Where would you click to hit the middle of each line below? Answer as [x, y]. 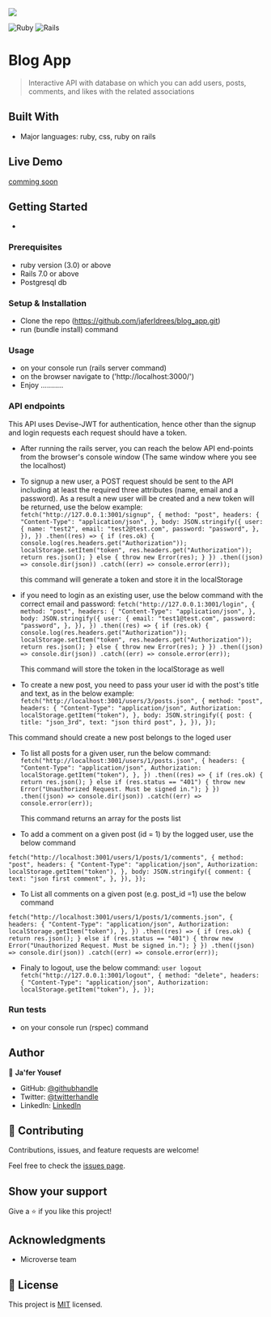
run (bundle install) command [69, 329]
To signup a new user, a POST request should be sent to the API [127, 481]
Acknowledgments [57, 1240]
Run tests [28, 1010]
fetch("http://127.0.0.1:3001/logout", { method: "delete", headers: [140, 975]
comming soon [33, 181]
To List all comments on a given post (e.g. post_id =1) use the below [133, 893]
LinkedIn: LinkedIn [51, 1105]
